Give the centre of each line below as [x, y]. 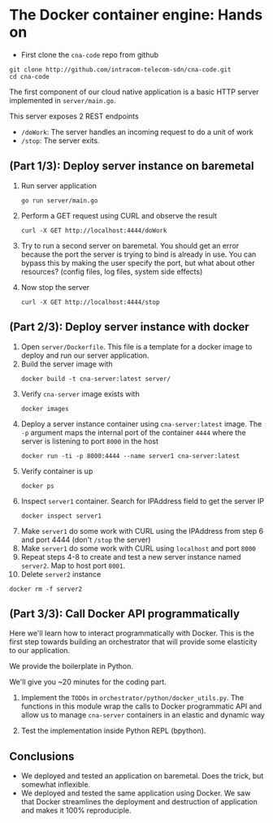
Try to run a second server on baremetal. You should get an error [130, 245]
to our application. [40, 651]
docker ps [38, 486]
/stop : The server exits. [60, 141]
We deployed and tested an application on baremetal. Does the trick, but [142, 776]
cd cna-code [29, 76]
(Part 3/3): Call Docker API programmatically [125, 614]
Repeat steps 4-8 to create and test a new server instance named [131, 557]
